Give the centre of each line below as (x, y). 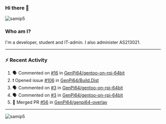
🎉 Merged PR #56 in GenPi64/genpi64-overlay (60, 102)
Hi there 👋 (17, 8)
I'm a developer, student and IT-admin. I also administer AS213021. (73, 42)
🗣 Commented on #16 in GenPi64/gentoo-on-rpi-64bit (68, 73)
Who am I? (18, 32)
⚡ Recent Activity (26, 60)
